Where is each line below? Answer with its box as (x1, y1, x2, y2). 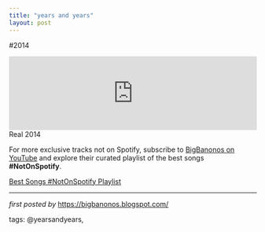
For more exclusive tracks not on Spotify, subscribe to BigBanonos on (9, 145, 235, 154)
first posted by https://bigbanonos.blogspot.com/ (9, 199, 169, 208)
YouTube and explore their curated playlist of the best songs (9, 153, 204, 162)
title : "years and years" (9, 11, 94, 20)
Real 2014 (9, 129, 42, 138)
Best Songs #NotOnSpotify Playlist (9, 176, 121, 186)
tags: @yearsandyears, (9, 214, 84, 224)
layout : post (9, 19, 52, 27)
